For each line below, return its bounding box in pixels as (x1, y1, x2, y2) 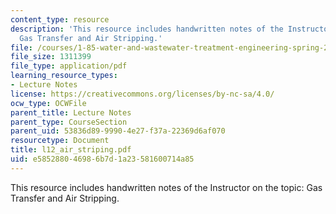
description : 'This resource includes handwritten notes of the (10, 24, 284, 34)
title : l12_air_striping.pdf (10, 145, 132, 155)
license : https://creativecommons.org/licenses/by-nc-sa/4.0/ (10, 89, 275, 99)
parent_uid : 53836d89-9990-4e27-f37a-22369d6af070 (10, 126, 226, 136)
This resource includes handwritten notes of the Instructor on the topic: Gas (10, 181, 323, 193)
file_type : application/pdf (10, 61, 128, 71)
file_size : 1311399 (10, 52, 92, 62)
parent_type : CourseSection (10, 117, 128, 127)
